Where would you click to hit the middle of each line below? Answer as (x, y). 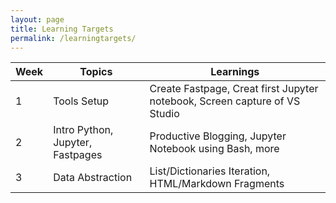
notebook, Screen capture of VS (225, 101)
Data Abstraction (93, 178)
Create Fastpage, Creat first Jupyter (234, 89)
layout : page (37, 19)
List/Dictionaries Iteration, (210, 171)
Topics (96, 72)
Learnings (235, 72)
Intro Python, (83, 130)
